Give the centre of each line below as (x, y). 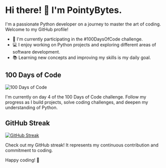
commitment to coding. (29, 150)
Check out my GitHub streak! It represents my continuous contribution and (82, 145)
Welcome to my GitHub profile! (37, 29)
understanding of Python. (31, 107)
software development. (36, 51)
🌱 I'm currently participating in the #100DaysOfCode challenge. (78, 39)
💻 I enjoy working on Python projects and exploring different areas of (84, 44)
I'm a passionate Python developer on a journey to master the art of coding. (83, 24)
